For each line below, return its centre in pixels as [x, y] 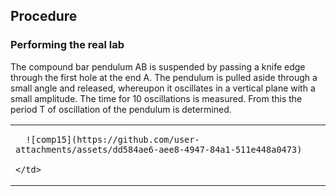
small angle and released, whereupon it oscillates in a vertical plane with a [163, 88]
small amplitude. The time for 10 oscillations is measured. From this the [156, 98]
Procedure [44, 16]
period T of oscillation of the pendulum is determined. [121, 109]
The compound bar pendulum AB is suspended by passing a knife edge [158, 66]
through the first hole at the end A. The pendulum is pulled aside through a [164, 77]
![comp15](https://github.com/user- [112, 139]
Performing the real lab [67, 45]
